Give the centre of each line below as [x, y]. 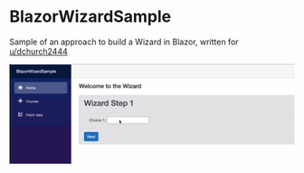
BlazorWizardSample [90, 17]
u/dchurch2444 [38, 51]
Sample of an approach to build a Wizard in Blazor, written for [124, 42]
